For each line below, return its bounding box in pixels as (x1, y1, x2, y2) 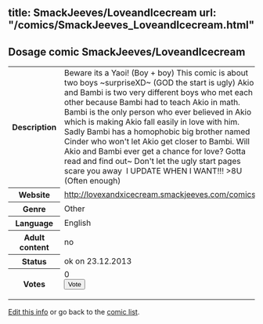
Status (21, 256, 47, 267)
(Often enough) (63, 176, 121, 187)
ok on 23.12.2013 (63, 255, 132, 266)
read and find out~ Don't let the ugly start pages (63, 156, 241, 167)
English (63, 217, 92, 228)
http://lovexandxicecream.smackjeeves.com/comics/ (63, 188, 259, 199)
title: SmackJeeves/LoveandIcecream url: (8, 6, 217, 20)
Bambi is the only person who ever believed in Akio (63, 107, 252, 118)
